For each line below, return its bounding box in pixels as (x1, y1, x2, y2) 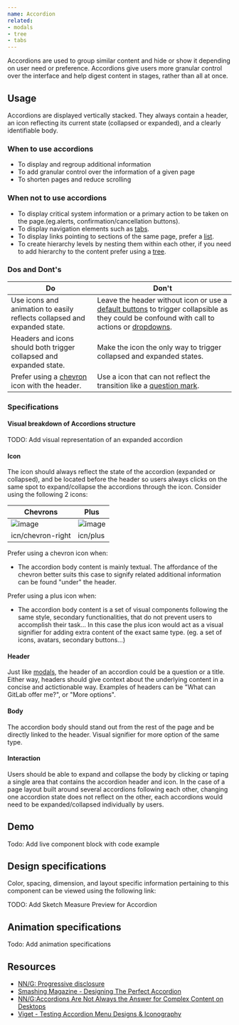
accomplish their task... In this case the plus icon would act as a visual (17, 621, 224, 629)
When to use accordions (7, 144, 94, 154)
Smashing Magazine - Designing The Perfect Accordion (17, 987, 181, 996)
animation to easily (11, 304, 74, 314)
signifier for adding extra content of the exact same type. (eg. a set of (17, 628, 223, 637)
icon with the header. (11, 380, 82, 390)
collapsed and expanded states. (97, 351, 204, 361)
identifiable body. (7, 126, 58, 135)
